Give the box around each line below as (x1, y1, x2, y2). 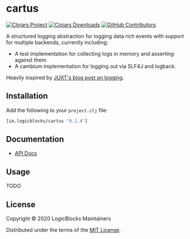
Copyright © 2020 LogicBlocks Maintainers (6, 215, 111, 222)
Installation (6, 91, 48, 101)
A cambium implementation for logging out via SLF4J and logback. (14, 62, 176, 69)
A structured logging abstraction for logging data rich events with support (6, 32, 184, 39)
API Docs (14, 150, 37, 157)
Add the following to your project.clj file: (6, 106, 108, 113)
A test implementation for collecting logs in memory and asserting (14, 50, 174, 57)
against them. (14, 56, 48, 63)
